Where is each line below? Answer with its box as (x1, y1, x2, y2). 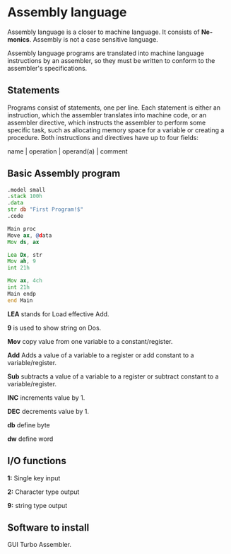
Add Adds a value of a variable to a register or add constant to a (7, 351, 194, 359)
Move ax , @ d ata (7, 231, 52, 239)
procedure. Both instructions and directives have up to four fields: (7, 133, 199, 142)
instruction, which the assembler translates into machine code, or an (7, 110, 207, 119)
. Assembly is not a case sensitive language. (29, 35, 159, 43)
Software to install (7, 521, 90, 533)
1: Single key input (7, 473, 61, 482)
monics (7, 35, 30, 43)
